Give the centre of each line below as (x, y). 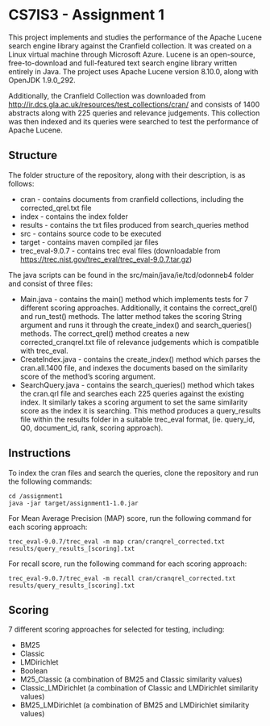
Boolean (34, 671)
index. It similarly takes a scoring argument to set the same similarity (134, 402)
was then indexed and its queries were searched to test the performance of (134, 121)
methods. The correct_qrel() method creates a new (104, 334)
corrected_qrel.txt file (56, 208)
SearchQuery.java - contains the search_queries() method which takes (137, 384)
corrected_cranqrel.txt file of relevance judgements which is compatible (139, 342)
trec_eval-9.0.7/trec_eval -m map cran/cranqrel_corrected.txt (117, 541)
